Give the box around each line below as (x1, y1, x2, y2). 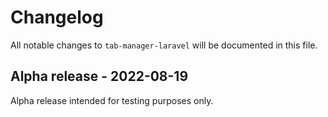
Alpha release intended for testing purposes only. (10, 94, 214, 106)
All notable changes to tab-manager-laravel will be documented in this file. (10, 39, 318, 51)
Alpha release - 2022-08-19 (10, 68, 189, 85)
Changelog (10, 6, 104, 29)
